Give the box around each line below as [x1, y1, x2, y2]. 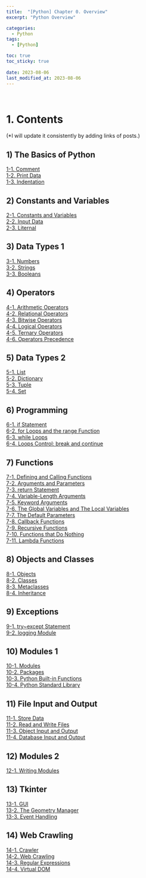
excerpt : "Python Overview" [6, 14, 76, 20]
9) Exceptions [6, 607, 59, 617]
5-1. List [6, 369, 26, 376]
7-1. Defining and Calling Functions [6, 473, 92, 480]
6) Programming [6, 405, 69, 415]
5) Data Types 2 [6, 352, 66, 363]
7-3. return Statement [6, 486, 60, 493]
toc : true [6, 53, 31, 59]
